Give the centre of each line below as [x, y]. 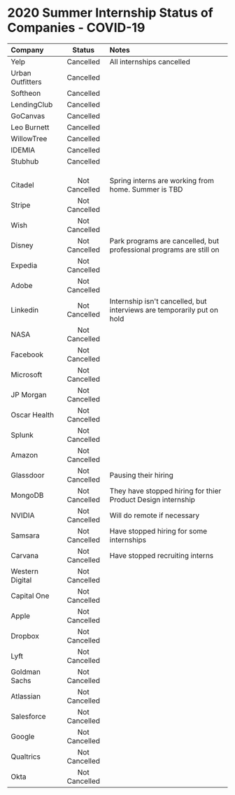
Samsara [25, 535]
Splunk [22, 435]
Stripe [21, 205]
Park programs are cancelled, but [164, 241]
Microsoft [27, 374]
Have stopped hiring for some [158, 531]
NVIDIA [23, 515]
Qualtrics [26, 757]
